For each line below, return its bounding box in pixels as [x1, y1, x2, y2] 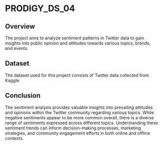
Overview [5, 22, 36, 31]
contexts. [5, 135, 24, 141]
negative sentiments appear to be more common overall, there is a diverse [5, 114, 154, 120]
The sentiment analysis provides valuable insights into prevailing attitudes [5, 104, 153, 110]
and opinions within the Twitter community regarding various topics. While [5, 110, 154, 115]
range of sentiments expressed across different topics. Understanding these [5, 120, 158, 126]
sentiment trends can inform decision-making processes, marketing [5, 125, 141, 131]
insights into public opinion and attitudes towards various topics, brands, [5, 40, 151, 46]
